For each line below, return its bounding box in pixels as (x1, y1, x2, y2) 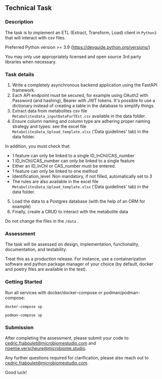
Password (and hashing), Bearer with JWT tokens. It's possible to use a (12, 97, 156, 103)
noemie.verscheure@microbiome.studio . (5, 345, 87, 351)
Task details (5, 71, 35, 77)
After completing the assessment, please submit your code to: (5, 335, 130, 341)
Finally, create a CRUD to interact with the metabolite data (12, 208, 128, 214)
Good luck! (5, 369, 27, 375)
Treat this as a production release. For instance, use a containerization (5, 256, 146, 262)
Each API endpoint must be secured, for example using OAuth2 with (12, 92, 148, 98)
